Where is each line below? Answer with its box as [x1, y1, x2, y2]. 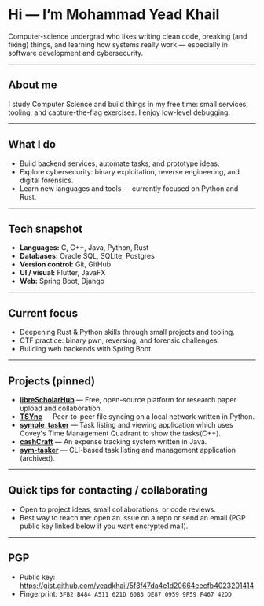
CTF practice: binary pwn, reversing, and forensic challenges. [19, 336, 220, 345]
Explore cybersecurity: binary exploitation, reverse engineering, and [19, 167, 240, 176]
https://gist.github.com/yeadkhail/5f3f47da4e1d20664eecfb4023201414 [19, 580, 255, 590]
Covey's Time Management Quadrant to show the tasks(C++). [19, 428, 222, 438]
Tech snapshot [8, 222, 82, 235]
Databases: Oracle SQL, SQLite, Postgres [19, 252, 155, 261]
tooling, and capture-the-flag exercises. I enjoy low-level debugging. [8, 108, 230, 117]
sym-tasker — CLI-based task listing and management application [19, 446, 236, 454]
